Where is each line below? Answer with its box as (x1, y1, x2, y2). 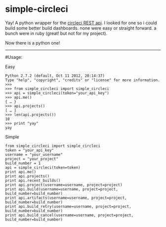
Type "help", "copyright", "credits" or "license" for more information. (5, 78, 161, 83)
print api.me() (5, 169, 37, 174)
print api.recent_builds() (5, 178, 61, 183)
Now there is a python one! (5, 40, 60, 45)
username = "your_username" (5, 152, 63, 157)
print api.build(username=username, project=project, (5, 186, 119, 191)
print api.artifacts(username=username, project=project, (5, 195, 127, 200)
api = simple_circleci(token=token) (5, 165, 81, 170)
